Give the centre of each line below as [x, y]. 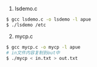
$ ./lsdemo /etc [26, 25]
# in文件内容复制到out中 [33, 53]
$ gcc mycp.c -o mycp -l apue [43, 47]
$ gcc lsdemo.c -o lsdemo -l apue [49, 20]
